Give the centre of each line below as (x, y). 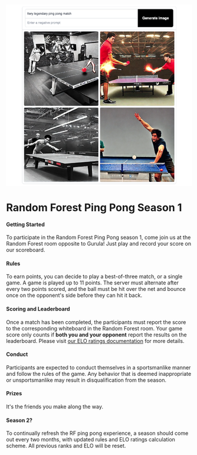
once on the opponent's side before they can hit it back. (74, 295)
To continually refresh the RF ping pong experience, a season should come (97, 433)
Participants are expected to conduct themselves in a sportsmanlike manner (98, 367)
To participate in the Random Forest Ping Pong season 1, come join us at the (98, 237)
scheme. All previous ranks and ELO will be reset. (66, 446)
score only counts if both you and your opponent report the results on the (96, 335)
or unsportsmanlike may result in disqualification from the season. (86, 380)
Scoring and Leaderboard (38, 309)
